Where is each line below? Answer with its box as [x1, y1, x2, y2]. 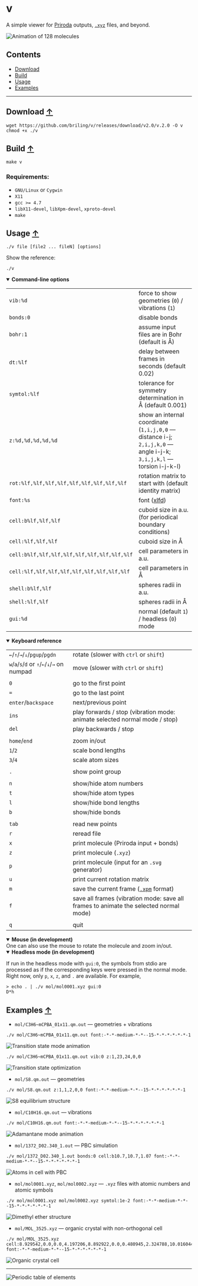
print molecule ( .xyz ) [72, 849, 131, 857]
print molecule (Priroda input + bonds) [72, 839, 179, 848]
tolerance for [138, 379, 174, 387]
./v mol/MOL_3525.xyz [6, 1236, 60, 1242]
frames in [138, 355, 165, 363]
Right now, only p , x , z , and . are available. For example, [6, 972, 141, 980]
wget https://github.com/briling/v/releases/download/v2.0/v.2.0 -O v [6, 123, 183, 128]
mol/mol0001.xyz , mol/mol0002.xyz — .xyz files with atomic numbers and [14, 1181, 190, 1188]
